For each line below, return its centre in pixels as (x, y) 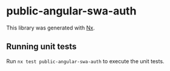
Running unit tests (41, 47)
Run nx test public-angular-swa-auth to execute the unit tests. (85, 61)
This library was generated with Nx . (51, 28)
